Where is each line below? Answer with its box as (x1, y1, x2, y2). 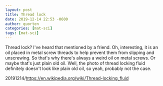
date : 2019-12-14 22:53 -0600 (5, 16, 68, 21)
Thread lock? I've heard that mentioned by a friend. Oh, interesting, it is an (5, 44, 158, 50)
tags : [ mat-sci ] (5, 30, 39, 35)
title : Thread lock (5, 12, 46, 17)
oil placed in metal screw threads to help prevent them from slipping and (5, 49, 154, 55)
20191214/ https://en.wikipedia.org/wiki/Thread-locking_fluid (5, 75, 129, 81)
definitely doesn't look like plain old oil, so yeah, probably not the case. (5, 65, 151, 71)
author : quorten (5, 21, 39, 26)
